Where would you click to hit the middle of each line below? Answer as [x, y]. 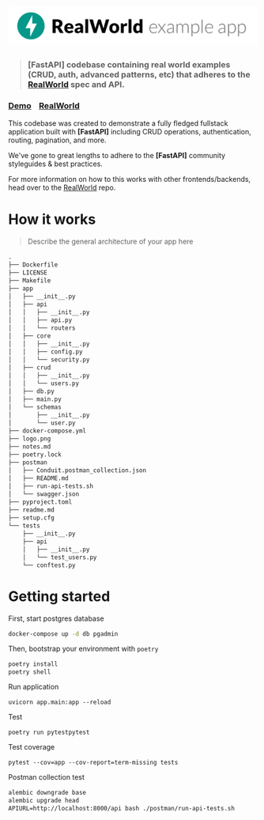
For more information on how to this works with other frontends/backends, [130, 179]
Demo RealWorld [44, 106]
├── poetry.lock [35, 454]
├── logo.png [30, 438]
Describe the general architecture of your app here [110, 241]
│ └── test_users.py [60, 557]
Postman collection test [47, 777]
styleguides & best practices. [55, 164]
